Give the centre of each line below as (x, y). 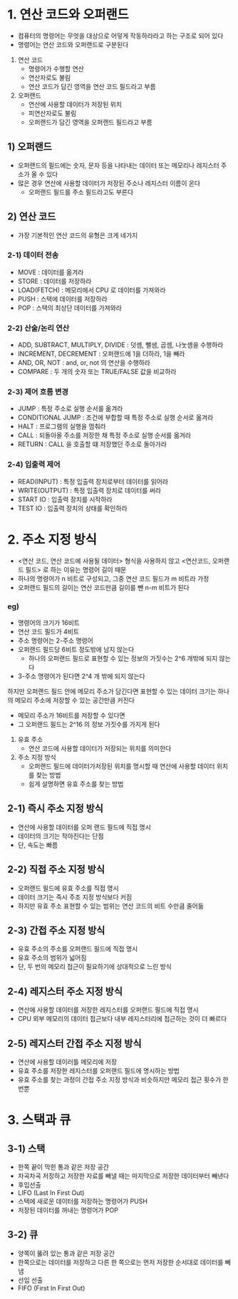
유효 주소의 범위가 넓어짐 (52, 958)
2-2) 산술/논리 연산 (38, 328)
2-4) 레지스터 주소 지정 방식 (65, 991)
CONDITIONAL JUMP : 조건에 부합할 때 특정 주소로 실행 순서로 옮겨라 (115, 418)
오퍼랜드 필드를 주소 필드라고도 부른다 (81, 192)
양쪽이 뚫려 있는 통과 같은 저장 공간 (66, 1253)
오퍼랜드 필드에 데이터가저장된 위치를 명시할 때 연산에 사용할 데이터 (121, 766)
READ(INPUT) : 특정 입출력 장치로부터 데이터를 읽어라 (93, 481)
